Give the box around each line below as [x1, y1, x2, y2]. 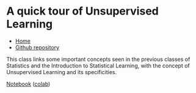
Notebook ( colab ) [6, 80, 51, 88]
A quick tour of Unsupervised [6, 4, 159, 18]
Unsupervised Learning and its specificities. [6, 68, 117, 75]
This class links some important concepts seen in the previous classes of [6, 55, 191, 63]
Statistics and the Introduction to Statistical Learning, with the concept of [6, 62, 191, 69]
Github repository [15, 44, 60, 51]
